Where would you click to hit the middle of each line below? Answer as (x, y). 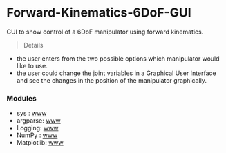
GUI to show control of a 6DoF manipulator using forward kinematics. (105, 32)
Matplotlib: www (40, 143)
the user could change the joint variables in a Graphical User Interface (116, 73)
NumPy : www (37, 135)
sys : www (31, 113)
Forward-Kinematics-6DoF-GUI (99, 13)
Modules (22, 98)
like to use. (32, 65)
